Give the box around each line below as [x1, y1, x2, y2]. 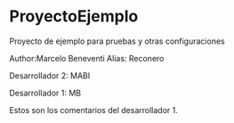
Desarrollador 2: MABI [9, 70, 91, 81]
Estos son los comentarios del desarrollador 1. [9, 104, 178, 115]
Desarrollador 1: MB [9, 87, 82, 98]
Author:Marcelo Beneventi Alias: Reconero [9, 53, 165, 63]
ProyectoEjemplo [9, 6, 139, 27]
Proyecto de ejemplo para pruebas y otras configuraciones [9, 36, 225, 46]
